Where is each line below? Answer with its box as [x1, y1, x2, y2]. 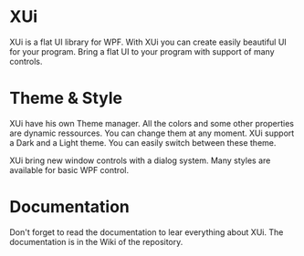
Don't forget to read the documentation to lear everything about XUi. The [9, 226, 284, 238]
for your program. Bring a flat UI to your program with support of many [9, 46, 276, 56]
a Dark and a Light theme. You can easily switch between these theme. [9, 137, 277, 148]
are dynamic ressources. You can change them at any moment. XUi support [9, 128, 295, 138]
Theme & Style [9, 88, 123, 108]
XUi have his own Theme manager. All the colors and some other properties [9, 118, 295, 128]
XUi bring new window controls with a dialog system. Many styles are [9, 155, 271, 166]
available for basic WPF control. [9, 164, 130, 175]
